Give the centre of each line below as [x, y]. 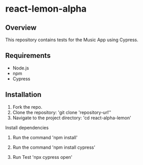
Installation [23, 95]
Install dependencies [27, 127]
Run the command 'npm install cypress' [54, 147]
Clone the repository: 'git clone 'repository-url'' [62, 112]
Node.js [21, 68]
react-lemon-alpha [46, 9]
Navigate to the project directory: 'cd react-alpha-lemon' [72, 118]
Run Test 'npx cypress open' [42, 157]
